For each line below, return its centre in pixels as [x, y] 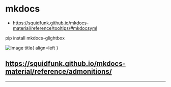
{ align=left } [45, 48]
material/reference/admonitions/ [59, 72]
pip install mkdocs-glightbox [35, 38]
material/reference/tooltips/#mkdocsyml [55, 28]
